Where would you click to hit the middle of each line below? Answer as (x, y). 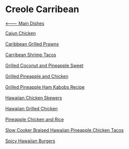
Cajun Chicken (21, 33)
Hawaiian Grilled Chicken (31, 108)
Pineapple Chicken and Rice (35, 119)
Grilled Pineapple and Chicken (37, 76)
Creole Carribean (42, 9)
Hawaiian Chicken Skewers (34, 98)
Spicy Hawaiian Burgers (30, 141)
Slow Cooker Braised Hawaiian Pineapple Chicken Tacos (64, 130)
